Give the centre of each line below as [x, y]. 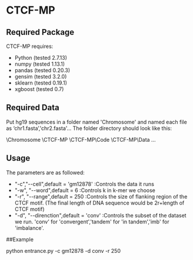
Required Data [33, 108]
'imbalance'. [29, 227]
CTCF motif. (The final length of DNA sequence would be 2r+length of [99, 203]
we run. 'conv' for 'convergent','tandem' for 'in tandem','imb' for [92, 222]
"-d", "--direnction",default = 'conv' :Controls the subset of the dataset [100, 215]
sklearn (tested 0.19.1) [41, 83]
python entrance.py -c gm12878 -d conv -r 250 [63, 251]
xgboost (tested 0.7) [39, 89]
